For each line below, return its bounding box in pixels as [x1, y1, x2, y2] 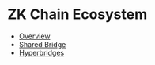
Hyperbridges [18, 48, 65, 57]
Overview [18, 31, 51, 41]
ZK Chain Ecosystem [7, 5, 148, 23]
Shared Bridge [18, 39, 66, 49]
